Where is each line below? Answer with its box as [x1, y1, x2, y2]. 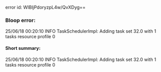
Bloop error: [5, 17, 36, 24]
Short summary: [5, 45, 41, 51]
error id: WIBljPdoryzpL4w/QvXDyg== [5, 5, 86, 10]
